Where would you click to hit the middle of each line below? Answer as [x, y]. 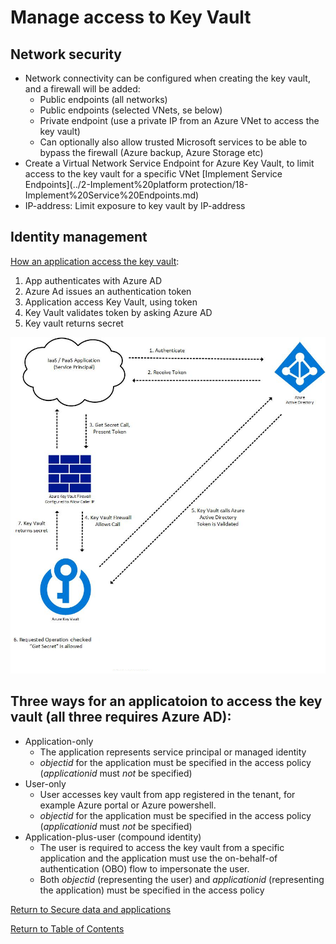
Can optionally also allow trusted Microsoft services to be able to [173, 142]
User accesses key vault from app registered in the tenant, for [167, 794]
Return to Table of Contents [67, 928]
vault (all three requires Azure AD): [121, 717]
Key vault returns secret [74, 323]
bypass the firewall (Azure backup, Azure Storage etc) [151, 152]
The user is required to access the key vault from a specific [162, 847]
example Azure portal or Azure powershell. [128, 805]
